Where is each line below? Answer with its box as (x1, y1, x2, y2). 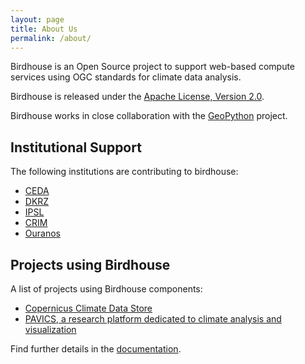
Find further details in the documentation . (10, 343, 182, 355)
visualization (24, 324, 77, 335)
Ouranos (24, 227, 61, 240)
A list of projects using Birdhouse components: (10, 283, 203, 295)
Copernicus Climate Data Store (24, 302, 153, 314)
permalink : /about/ (10, 33, 92, 43)
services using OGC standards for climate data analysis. (10, 71, 242, 83)
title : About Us (10, 24, 78, 34)
